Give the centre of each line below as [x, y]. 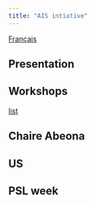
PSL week [33, 191]
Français [23, 39]
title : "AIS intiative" [48, 16]
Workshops [38, 91]
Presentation [41, 64]
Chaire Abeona [47, 137]
